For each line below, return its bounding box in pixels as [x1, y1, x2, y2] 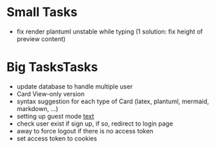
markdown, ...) [16, 104, 59, 112]
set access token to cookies [16, 134, 98, 142]
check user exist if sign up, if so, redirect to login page [16, 119, 173, 128]
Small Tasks [6, 4, 78, 20]
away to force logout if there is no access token [16, 126, 154, 135]
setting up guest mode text [16, 112, 95, 120]
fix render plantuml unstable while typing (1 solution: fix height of [16, 27, 203, 36]
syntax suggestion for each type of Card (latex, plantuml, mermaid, [16, 97, 210, 105]
